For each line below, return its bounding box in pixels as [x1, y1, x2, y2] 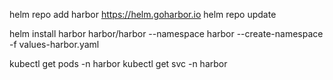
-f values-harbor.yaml [9, 39, 100, 50]
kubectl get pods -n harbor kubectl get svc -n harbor [9, 58, 228, 69]
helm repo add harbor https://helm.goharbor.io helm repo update [9, 9, 277, 20]
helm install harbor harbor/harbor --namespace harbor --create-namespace [9, 28, 324, 39]
